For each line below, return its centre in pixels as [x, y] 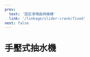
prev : [10, 9]
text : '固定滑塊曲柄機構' [32, 14]
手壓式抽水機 [31, 48]
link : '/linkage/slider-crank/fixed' [47, 18]
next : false [17, 23]
